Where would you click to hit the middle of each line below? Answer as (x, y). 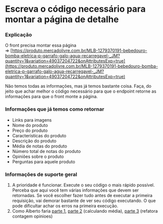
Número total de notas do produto (46, 151)
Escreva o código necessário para (75, 9)
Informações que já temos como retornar (55, 109)
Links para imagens (32, 120)
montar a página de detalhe (62, 19)
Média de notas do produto (40, 146)
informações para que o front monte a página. (51, 97)
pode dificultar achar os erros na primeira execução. (65, 206)
